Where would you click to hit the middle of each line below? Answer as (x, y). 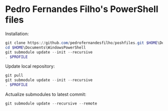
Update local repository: (30, 66)
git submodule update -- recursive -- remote (51, 103)
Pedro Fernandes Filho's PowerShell (82, 9)
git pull (14, 75)
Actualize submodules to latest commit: (46, 94)
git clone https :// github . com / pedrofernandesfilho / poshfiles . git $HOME (81, 43)
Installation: (17, 33)
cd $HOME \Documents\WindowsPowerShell (45, 47)
